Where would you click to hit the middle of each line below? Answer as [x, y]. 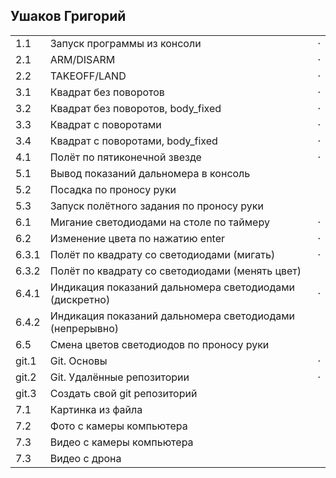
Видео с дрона [85, 458]
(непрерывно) [84, 328]
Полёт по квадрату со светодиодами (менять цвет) [175, 271]
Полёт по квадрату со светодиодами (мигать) [162, 254]
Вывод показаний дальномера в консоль [150, 173]
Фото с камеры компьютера [118, 426]
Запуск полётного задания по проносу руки [156, 206]
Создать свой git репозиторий [123, 393]
